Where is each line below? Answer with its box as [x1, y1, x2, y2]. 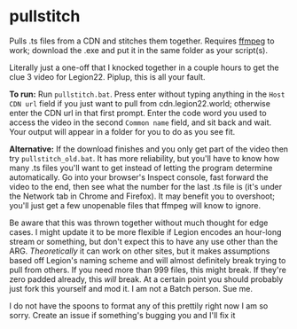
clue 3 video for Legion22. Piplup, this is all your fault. [9, 71, 206, 82]
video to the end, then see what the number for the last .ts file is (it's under [9, 181, 282, 192]
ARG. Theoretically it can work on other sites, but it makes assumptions [9, 246, 270, 256]
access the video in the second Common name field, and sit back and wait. [9, 117, 272, 128]
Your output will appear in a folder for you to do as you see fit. [9, 126, 236, 137]
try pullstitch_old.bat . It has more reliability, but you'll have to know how [9, 153, 280, 163]
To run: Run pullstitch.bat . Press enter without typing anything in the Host [9, 89, 285, 99]
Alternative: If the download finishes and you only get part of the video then [9, 144, 289, 154]
